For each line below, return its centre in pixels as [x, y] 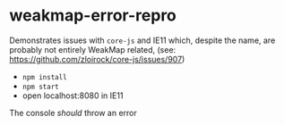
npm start [41, 87]
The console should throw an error [73, 112]
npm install [44, 77]
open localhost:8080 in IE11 [73, 96]
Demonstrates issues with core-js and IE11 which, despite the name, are [142, 40]
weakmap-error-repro [93, 16]
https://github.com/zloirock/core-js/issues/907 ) [97, 59]
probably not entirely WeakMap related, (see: [93, 49]
